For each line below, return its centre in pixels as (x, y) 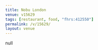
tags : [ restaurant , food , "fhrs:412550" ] (50, 19)
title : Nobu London (26, 10)
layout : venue (20, 29)
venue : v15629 (20, 15)
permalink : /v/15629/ (28, 24)
